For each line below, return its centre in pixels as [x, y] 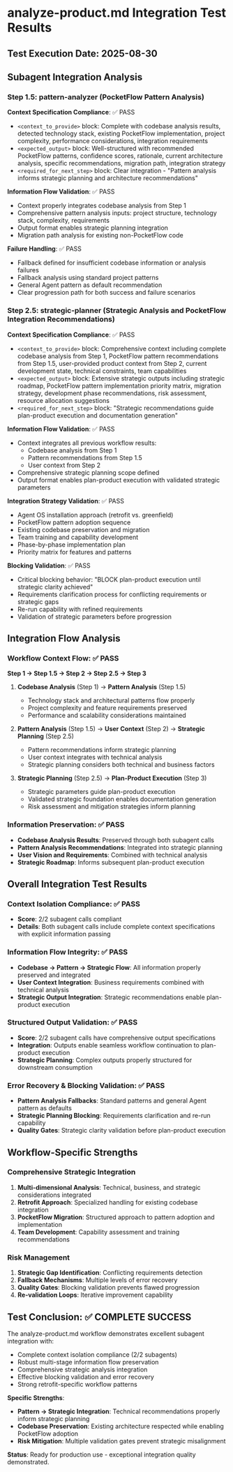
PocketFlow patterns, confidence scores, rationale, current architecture [120, 156]
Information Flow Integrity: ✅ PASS [68, 952]
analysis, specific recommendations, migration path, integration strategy [121, 163]
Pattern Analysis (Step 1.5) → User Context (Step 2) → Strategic [111, 729]
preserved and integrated [54, 975]
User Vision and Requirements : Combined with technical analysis [112, 855]
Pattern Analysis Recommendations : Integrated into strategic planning [120, 847]
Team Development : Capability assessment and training [98, 1232]
